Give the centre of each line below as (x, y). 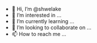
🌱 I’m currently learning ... (43, 21)
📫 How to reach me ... (39, 34)
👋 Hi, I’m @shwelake (36, 9)
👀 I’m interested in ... (36, 15)
